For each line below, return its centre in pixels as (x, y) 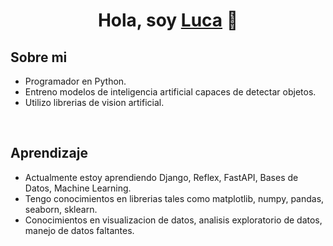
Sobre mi (39, 57)
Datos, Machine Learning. (78, 188)
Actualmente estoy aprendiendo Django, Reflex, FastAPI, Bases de (161, 177)
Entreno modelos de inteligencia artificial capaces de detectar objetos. (170, 92)
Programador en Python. (75, 81)
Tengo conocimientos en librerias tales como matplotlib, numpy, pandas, (174, 198)
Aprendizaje (49, 153)
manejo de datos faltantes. (79, 230)
